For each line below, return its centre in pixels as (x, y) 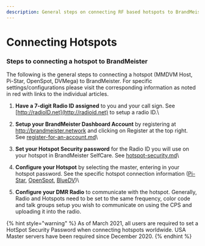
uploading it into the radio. (48, 212)
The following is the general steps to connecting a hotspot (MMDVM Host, (99, 74)
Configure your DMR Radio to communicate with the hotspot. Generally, (106, 192)
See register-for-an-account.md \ (56, 137)
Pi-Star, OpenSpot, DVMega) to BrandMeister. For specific (79, 81)
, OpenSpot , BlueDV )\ (52, 180)
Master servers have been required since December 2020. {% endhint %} (99, 236)
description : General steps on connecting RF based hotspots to (90, 12)
